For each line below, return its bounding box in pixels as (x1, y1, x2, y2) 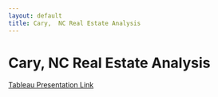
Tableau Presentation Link (8, 80, 94, 90)
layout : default (8, 11, 62, 20)
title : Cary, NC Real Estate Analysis (8, 19, 141, 27)
